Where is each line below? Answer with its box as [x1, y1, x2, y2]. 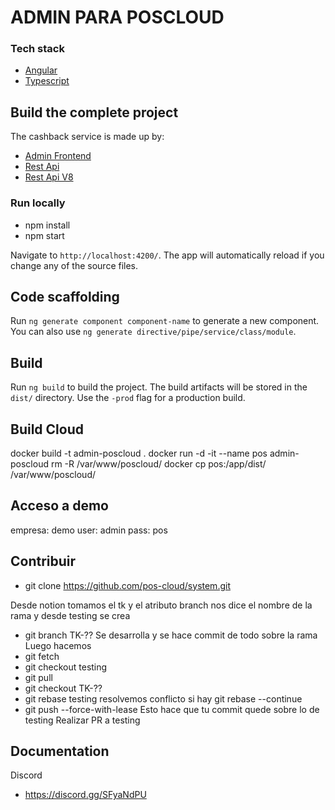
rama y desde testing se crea [10, 609, 131, 621]
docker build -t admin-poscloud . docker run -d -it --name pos [10, 447, 268, 460]
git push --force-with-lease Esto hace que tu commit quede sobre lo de [24, 703, 320, 715]
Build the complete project [10, 104, 179, 121]
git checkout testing [24, 661, 108, 673]
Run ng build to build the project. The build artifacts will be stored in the [10, 381, 308, 393]
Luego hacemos [24, 639, 92, 651]
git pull [24, 671, 53, 683]
